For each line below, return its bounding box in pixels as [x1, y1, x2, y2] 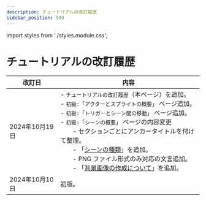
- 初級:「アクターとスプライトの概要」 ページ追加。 [60, 99, 196, 108]
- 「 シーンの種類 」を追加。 [72, 145, 152, 154]
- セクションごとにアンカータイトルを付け [72, 127, 195, 135]
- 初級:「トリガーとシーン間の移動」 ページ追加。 [60, 108, 191, 117]
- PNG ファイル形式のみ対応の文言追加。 [72, 154, 192, 163]
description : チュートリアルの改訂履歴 [6, 9, 97, 15]
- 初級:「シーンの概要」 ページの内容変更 [60, 118, 172, 126]
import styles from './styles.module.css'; [6, 31, 109, 39]
